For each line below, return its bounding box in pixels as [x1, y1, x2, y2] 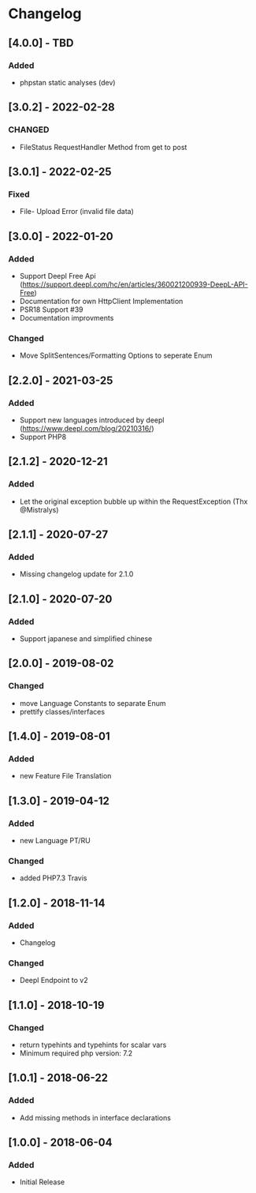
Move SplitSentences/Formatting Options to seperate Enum [19, 351, 213, 360]
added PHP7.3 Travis [19, 873, 87, 883]
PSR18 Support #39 [19, 305, 84, 314]
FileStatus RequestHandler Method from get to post [19, 142, 187, 152]
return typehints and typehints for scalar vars [19, 1040, 167, 1050]
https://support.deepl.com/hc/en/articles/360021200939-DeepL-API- [22, 279, 248, 289]
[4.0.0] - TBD [8, 36, 74, 50]
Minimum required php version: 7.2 [19, 1049, 132, 1058]
